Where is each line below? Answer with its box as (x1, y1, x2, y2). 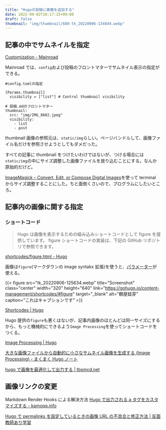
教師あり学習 (5, 419, 31, 425)
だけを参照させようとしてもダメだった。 (18, 141, 100, 147)
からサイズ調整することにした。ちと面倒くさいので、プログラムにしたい (5, 181, 152, 187)
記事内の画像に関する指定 (5, 203, 83, 211)
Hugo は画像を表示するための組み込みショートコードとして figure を (17, 231, 157, 237)
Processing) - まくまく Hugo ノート (5, 356, 78, 362)
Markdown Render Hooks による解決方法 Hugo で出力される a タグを (5, 396, 146, 402)
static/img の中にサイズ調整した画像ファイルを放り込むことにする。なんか (5, 158, 157, 164)
